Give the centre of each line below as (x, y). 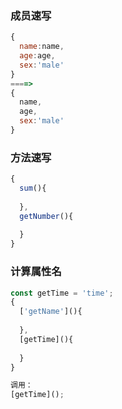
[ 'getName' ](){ (51, 312)
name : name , (42, 47)
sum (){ (33, 188)
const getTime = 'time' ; (62, 293)
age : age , (37, 56)
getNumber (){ (46, 216)
